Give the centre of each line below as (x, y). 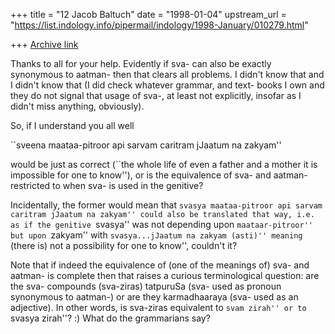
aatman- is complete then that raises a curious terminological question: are (165, 275)
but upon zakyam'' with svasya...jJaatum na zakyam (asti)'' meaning (156, 235)
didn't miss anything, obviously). (77, 106)
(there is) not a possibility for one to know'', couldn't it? (124, 245)
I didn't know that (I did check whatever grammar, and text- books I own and (167, 85)
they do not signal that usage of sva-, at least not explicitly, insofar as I (156, 95)
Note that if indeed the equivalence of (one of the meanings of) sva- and (160, 265)
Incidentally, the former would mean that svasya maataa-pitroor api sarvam (166, 205)
